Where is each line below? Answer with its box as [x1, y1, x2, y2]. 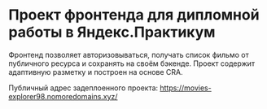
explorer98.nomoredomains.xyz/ [8, 91, 118, 101]
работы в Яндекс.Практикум [8, 23, 216, 41]
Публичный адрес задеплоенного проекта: [8, 83, 159, 93]
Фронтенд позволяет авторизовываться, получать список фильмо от [8, 50, 250, 59]
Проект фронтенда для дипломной [8, 6, 260, 24]
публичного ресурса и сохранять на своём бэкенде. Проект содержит [8, 59, 255, 68]
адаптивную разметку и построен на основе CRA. [8, 67, 183, 76]
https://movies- [160, 83, 212, 93]
